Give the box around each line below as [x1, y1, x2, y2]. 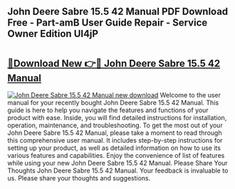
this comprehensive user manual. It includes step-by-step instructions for [7, 136, 223, 144]
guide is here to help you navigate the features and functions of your [7, 106, 209, 114]
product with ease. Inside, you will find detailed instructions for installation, [7, 114, 227, 121]
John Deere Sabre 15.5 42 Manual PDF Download [7, 6, 229, 18]
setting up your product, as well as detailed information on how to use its [7, 144, 221, 152]
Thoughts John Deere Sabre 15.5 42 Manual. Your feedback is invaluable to [7, 166, 229, 175]
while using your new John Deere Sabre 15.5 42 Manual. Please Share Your [7, 159, 228, 167]
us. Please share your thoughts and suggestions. [7, 174, 151, 182]
